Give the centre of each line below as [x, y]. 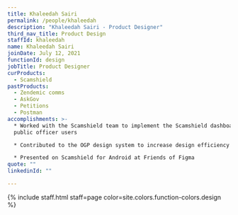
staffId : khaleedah [36, 40]
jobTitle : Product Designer [49, 66]
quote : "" [22, 164]
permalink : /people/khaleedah [52, 21]
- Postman [28, 112]
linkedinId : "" [30, 171]
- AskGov [27, 100]
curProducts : [27, 73]
